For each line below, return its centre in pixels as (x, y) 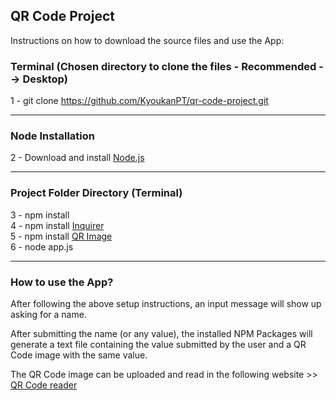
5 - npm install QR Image (61, 236)
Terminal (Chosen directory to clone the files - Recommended (163, 66)
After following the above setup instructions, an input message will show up (166, 303)
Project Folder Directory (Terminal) (96, 193)
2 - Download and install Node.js (77, 158)
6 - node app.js (42, 246)
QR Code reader (44, 385)
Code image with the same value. (79, 355)
